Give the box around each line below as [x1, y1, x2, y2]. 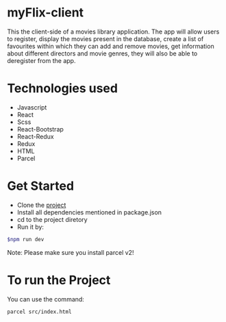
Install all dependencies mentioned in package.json [16, 208, 162, 216]
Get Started [7, 178, 74, 194]
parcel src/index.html [7, 308, 72, 315]
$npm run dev [7, 236, 45, 243]
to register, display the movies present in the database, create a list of [7, 34, 204, 42]
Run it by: [16, 223, 45, 231]
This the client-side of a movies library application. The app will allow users [7, 27, 220, 36]
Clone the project [16, 201, 66, 209]
